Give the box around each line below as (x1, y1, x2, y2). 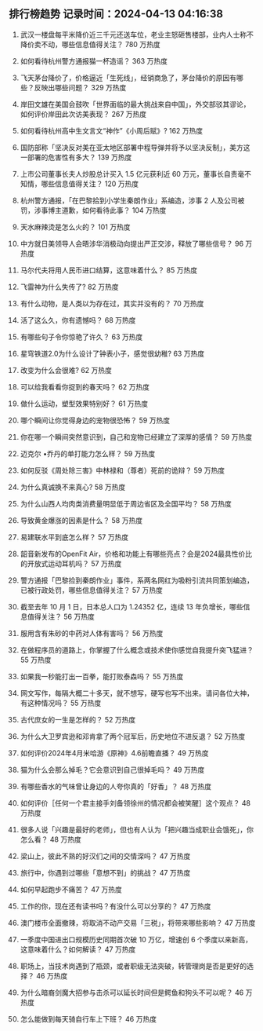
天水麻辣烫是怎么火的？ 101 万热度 (20, 222, 131, 232)
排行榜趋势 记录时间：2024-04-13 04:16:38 (9, 7, 224, 21)
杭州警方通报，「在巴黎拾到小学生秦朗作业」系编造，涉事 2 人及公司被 (20, 196, 245, 205)
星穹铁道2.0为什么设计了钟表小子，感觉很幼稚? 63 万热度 (20, 349, 205, 358)
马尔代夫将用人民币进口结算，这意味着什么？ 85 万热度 (20, 265, 198, 275)
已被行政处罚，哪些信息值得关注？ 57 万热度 (20, 585, 163, 594)
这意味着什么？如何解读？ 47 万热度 (20, 945, 136, 954)
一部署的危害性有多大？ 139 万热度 (20, 152, 132, 162)
